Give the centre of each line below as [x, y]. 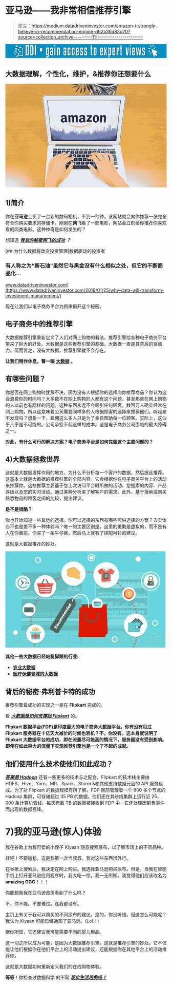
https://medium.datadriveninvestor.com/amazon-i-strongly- [94, 26]
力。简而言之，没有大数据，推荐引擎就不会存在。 [57, 350]
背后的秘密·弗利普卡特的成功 [50, 692]
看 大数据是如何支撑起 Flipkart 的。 [42, 716]
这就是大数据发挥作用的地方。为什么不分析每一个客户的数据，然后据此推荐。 [86, 472]
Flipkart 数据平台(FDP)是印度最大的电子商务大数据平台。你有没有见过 [79, 727]
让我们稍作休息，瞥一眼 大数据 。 [40, 361]
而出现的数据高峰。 [26, 809]
